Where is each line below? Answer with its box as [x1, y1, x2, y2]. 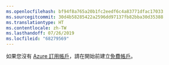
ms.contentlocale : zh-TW [6, 25, 67, 31]
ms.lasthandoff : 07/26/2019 [6, 30, 75, 36]
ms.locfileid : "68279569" [6, 36, 69, 42]
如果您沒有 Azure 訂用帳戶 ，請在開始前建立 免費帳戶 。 [6, 53, 136, 59]
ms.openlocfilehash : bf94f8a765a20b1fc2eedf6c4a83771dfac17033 [6, 8, 164, 15]
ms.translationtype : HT [6, 19, 64, 25]
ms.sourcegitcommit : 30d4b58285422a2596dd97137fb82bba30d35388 [6, 14, 164, 20]
